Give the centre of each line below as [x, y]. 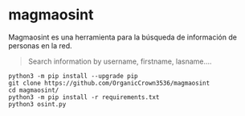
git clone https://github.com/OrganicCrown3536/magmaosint [109, 83]
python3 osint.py [37, 104]
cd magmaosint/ [34, 90]
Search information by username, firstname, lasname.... [120, 61]
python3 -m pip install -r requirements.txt [84, 97]
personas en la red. [40, 45]
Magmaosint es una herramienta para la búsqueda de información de [122, 37]
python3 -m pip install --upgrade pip [73, 76]
